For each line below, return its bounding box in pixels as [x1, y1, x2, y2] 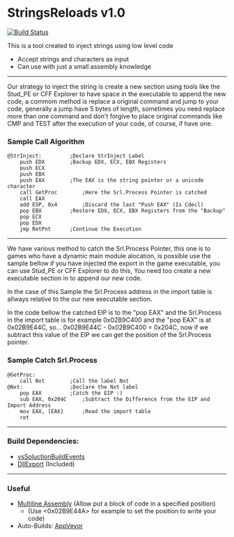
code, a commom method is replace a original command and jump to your [7, 97, 219, 105]
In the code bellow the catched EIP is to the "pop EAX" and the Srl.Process [7, 309, 221, 317]
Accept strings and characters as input [17, 54, 130, 63]
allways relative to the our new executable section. [7, 295, 153, 304]
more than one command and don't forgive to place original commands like [7, 111, 223, 120]
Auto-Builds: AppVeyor [17, 522, 84, 530]
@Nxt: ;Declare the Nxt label [7, 383, 139, 391]
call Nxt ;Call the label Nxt [19, 378, 130, 384]
